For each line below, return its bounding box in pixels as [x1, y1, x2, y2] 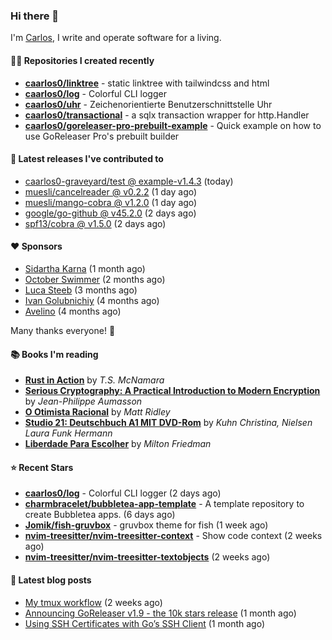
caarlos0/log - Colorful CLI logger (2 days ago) [24, 487, 222, 499]
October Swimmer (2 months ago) [24, 273, 166, 285]
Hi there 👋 [10, 9, 60, 23]
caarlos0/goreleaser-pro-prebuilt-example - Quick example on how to [24, 119, 322, 131]
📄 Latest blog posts [10, 574, 92, 586]
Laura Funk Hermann [24, 427, 113, 439]
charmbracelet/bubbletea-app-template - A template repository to [24, 498, 305, 510]
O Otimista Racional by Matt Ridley [24, 406, 171, 418]
